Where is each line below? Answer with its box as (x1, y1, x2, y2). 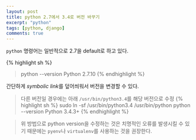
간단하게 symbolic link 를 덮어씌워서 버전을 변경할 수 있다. (6, 83, 139, 90)
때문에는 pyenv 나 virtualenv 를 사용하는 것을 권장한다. (27, 128, 152, 135)
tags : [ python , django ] (6, 25, 65, 31)
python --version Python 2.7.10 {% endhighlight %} (20, 71, 145, 78)
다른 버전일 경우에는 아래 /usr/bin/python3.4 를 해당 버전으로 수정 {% (20, 95, 184, 102)
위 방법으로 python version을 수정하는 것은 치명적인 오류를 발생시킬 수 (20, 120, 184, 127)
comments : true (6, 31, 44, 36)
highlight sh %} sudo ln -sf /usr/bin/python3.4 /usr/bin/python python (20, 102, 191, 109)
